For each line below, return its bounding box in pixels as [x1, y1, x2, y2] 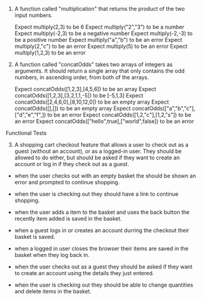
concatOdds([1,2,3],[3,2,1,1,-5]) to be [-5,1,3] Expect [14, 92, 144, 99]
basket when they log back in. [14, 252, 90, 258]
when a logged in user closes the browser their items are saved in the [14, 245, 189, 252]
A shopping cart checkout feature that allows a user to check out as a [14, 141, 189, 148]
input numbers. [14, 12, 53, 19]
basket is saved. [14, 233, 55, 240]
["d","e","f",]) [14, 112, 46, 118]
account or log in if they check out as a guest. [14, 161, 129, 167]
